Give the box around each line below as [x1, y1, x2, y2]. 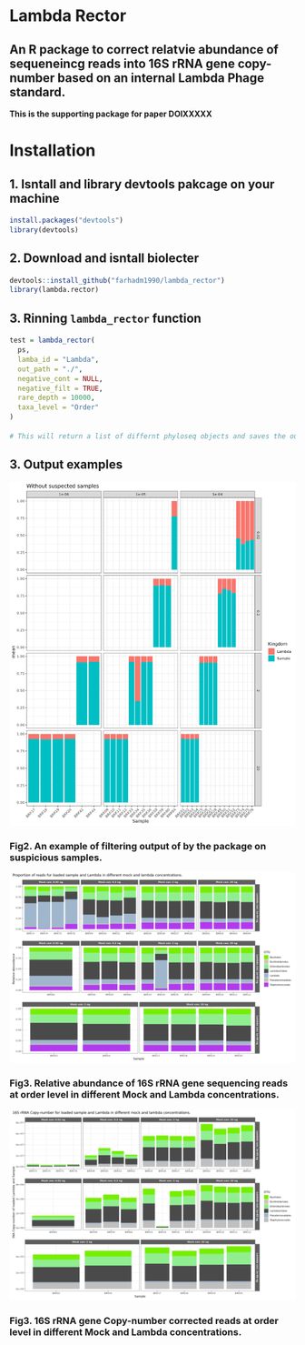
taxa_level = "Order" [17, 403, 100, 412]
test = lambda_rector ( [9, 336, 95, 346]
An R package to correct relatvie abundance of [9, 42, 279, 57]
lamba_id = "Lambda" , [17, 355, 100, 364]
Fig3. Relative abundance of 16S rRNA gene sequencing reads [9, 1077, 289, 1089]
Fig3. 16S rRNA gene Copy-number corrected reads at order [9, 1315, 279, 1328]
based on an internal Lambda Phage [57, 70, 265, 85]
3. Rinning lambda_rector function [9, 310, 202, 326]
